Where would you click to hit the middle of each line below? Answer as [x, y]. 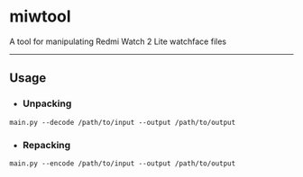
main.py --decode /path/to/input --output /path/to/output [123, 122]
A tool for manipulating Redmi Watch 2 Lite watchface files [118, 41]
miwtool [40, 17]
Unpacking [47, 103]
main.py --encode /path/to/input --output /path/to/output [123, 164]
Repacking [46, 145]
